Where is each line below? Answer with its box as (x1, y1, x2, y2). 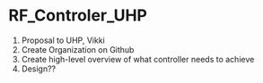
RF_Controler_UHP (8, 5, 148, 26)
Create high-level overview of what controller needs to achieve (21, 54, 255, 64)
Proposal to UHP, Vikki (21, 35, 105, 46)
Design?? (21, 63, 57, 74)
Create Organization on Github (21, 44, 135, 54)
